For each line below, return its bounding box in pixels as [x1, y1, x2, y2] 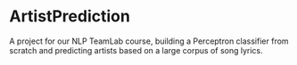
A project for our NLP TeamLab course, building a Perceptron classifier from [9, 36, 289, 46]
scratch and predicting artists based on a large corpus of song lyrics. [9, 45, 263, 55]
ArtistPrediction [9, 6, 131, 27]
